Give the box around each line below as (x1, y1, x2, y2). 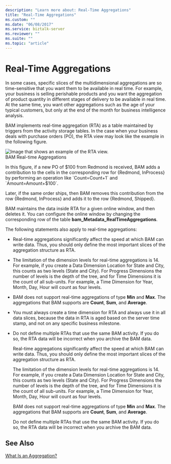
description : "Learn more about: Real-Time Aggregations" (5, 7, 131, 13)
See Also (5, 439, 34, 448)
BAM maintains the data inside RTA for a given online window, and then (5, 205, 155, 211)
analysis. (5, 112, 24, 118)
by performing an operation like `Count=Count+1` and (5, 174, 118, 181)
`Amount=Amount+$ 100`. (5, 180, 59, 186)
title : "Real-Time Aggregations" (5, 12, 77, 17)
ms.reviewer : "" (5, 31, 40, 36)
